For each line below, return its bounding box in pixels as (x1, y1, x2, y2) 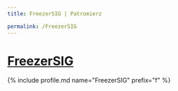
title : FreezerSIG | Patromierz (7, 10, 102, 17)
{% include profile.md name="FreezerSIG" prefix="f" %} (7, 76, 171, 85)
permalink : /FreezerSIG (7, 22, 77, 30)
